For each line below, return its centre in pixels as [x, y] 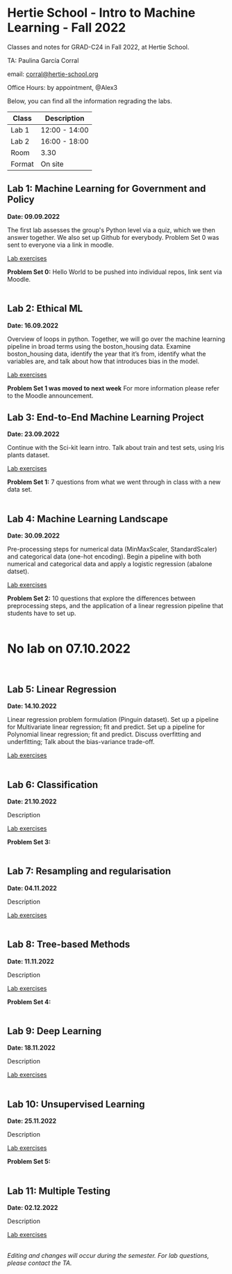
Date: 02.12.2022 [33, 1208]
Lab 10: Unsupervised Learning [76, 1104]
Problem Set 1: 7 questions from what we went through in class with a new [114, 482]
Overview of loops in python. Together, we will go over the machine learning [116, 339]
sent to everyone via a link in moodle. [60, 245]
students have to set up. [42, 613]
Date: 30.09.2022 [34, 536]
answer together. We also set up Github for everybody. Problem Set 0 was [113, 237]
